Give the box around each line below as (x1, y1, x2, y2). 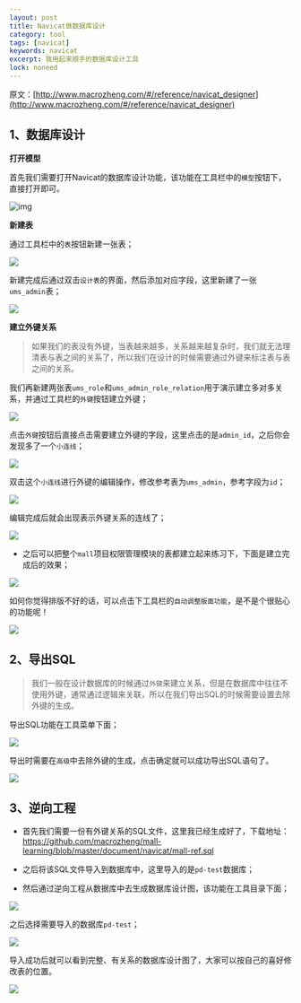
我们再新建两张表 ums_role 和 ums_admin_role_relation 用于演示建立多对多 (9, 382, 275, 393)
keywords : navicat (9, 47, 78, 56)
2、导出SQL (9, 652, 76, 667)
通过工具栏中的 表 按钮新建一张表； (9, 239, 134, 249)
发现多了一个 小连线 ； (9, 440, 85, 451)
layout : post (9, 13, 58, 22)
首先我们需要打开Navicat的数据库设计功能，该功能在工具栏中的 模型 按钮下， (9, 171, 287, 182)
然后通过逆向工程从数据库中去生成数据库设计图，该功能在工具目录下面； (21, 883, 289, 894)
